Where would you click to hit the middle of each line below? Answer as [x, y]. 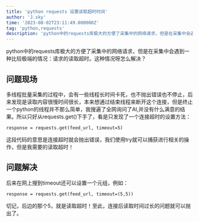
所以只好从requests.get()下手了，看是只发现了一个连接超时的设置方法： [104, 117]
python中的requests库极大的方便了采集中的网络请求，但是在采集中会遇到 [95, 52]
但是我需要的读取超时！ [45, 147]
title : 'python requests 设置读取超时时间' [57, 12]
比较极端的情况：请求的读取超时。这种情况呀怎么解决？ [78, 59]
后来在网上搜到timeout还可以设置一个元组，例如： [67, 183]
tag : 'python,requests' [36, 28]
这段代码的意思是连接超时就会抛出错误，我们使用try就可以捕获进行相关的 [95, 139]
